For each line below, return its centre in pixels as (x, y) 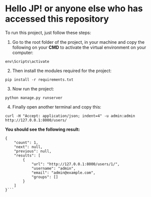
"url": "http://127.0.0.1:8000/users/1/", (75, 164)
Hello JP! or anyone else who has (74, 9)
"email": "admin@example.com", (63, 172)
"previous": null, (33, 151)
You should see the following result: (43, 129)
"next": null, (28, 147)
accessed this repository (57, 19)
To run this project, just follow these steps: (48, 32)
